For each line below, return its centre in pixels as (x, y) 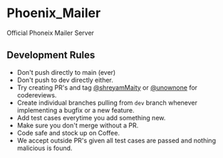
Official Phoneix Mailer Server (50, 33)
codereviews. (37, 95)
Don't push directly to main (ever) (66, 72)
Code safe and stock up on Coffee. (68, 132)
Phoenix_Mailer (54, 13)
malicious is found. (45, 148)
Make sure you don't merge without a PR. (78, 125)
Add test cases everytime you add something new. (91, 117)
